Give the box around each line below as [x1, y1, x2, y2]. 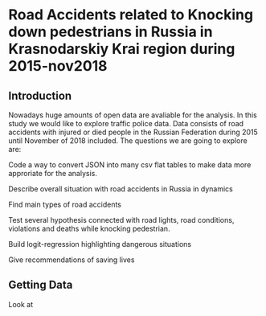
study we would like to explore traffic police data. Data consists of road [8, 119, 243, 128]
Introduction [8, 88, 72, 102]
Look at [8, 299, 34, 309]
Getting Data [8, 278, 73, 292]
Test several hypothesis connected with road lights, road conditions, [8, 215, 235, 224]
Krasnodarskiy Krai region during [8, 40, 235, 58]
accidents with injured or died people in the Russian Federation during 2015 [8, 127, 259, 137]
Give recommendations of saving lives [8, 255, 135, 265]
